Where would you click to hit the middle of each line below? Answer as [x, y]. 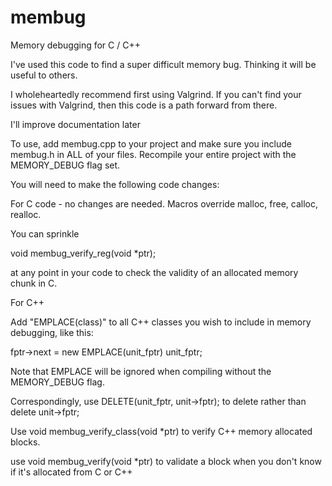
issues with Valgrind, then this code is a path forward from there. [144, 105]
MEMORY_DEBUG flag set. [65, 165]
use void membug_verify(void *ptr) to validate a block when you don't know [166, 461]
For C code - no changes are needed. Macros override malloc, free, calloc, [164, 203]
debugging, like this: [52, 332]
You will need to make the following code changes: [115, 184]
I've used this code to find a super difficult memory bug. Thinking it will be [163, 64]
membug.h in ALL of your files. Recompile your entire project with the [153, 154]
